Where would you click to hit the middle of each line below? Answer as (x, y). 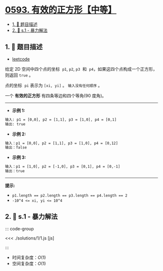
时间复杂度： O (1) (29, 257)
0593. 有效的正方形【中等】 (61, 10)
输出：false (16, 148)
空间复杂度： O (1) (29, 263)
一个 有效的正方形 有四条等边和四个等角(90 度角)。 (56, 95)
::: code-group (19, 228)
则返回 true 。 (19, 75)
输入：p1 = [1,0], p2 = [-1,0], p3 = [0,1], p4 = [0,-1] (63, 167)
